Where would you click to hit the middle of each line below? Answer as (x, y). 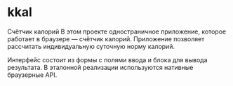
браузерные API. (32, 75)
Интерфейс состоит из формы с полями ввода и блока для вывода (107, 59)
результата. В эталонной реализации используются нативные (100, 67)
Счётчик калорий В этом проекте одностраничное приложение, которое (117, 31)
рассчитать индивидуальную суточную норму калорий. (91, 46)
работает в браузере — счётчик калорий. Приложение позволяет (106, 38)
